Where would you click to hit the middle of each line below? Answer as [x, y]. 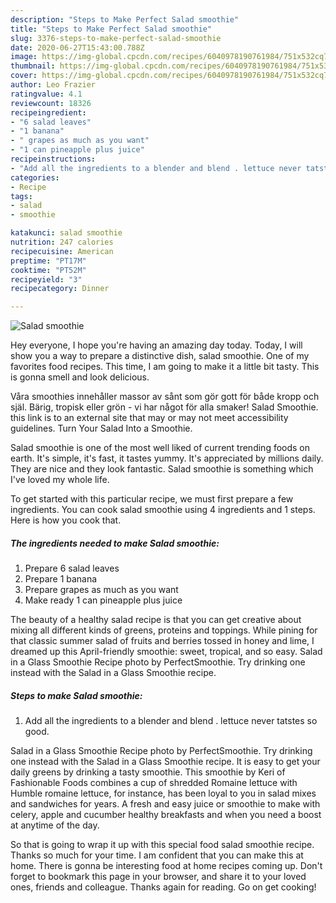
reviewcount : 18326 [51, 103]
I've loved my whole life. [60, 480]
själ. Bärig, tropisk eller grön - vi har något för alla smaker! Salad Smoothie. [164, 407]
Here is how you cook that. [66, 520]
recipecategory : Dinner [60, 289]
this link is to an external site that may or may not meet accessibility [149, 418]
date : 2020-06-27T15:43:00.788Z [77, 47]
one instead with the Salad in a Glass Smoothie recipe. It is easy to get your [165, 762]
